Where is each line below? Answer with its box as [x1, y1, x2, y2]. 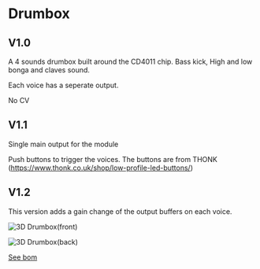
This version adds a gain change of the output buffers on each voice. [8, 206, 232, 216]
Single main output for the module [8, 139, 119, 149]
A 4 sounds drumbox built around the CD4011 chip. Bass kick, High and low [8, 57, 253, 66]
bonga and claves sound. [8, 65, 91, 75]
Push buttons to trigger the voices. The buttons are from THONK [8, 154, 218, 164]
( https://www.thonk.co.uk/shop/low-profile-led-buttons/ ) [8, 163, 194, 172]
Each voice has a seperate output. [8, 80, 119, 90]
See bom [8, 252, 38, 262]
